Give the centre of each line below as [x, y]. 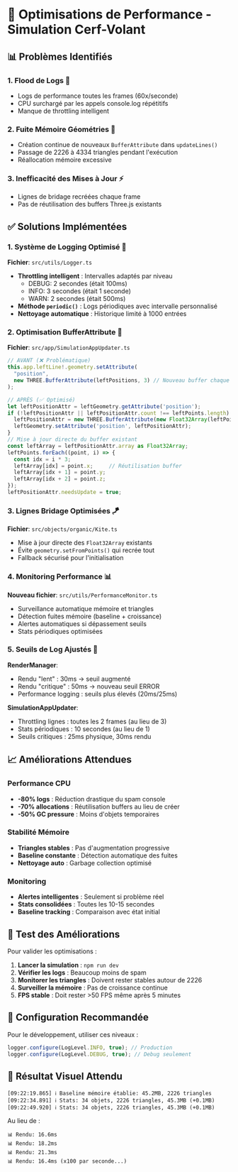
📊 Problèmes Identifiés [60, 56]
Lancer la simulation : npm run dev [68, 965]
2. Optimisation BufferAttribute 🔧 [65, 332]
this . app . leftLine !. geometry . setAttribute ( [73, 367]
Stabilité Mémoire [38, 832]
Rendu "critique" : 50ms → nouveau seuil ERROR [89, 686]
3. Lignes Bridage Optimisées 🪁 [63, 510]
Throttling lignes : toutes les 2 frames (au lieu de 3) [92, 721]
